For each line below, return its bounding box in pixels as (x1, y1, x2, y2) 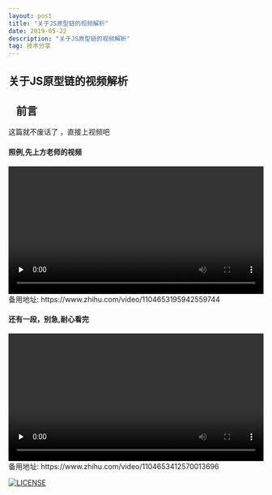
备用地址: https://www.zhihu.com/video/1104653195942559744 (8, 294, 221, 304)
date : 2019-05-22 (8, 27, 67, 35)
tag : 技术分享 (8, 42, 51, 50)
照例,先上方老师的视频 (8, 147, 83, 156)
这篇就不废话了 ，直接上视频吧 (8, 127, 110, 137)
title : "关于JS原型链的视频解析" (8, 19, 109, 28)
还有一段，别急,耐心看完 (8, 314, 89, 324)
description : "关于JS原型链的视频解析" (8, 34, 131, 43)
